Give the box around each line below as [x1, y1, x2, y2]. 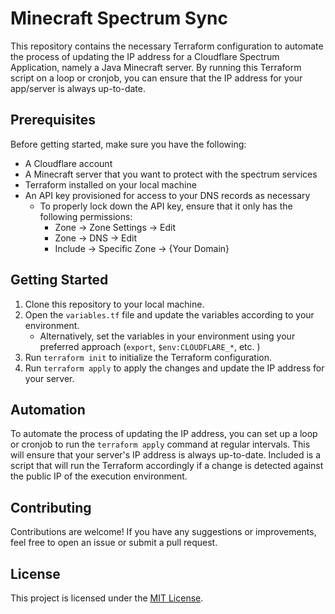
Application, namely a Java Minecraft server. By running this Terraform [10, 61, 302, 73]
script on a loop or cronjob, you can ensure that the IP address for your [10, 72, 303, 84]
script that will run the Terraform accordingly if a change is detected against [10, 460, 324, 472]
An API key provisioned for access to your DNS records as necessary [24, 189, 311, 201]
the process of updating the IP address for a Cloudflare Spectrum [10, 50, 280, 62]
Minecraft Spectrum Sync [10, 7, 228, 30]
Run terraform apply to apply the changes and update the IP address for [24, 362, 325, 374]
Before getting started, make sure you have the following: [10, 138, 247, 150]
